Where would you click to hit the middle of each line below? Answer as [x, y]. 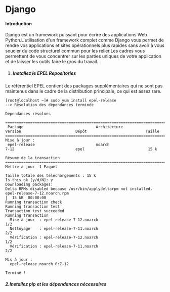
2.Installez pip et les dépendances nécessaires [56, 284]
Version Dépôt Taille [82, 132]
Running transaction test [32, 207]
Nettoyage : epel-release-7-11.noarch [54, 229]
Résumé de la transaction [32, 158]
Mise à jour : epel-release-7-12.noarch [54, 220]
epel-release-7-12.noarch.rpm [37, 193]
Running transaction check [34, 202]
